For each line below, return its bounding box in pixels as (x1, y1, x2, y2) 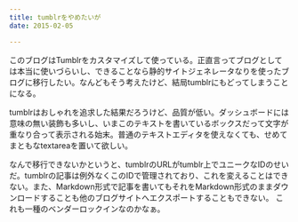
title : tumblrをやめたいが (9, 12, 101, 22)
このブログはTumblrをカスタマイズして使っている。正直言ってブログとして (9, 54, 283, 65)
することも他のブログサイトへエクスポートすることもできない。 (39, 192, 274, 202)
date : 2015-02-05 (9, 21, 74, 30)
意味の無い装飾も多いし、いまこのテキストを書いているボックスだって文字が (9, 117, 289, 129)
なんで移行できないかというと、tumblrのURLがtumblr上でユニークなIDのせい (9, 159, 289, 170)
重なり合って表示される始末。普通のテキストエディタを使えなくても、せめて (9, 129, 288, 139)
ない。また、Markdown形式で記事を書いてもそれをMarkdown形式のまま (9, 181, 274, 192)
